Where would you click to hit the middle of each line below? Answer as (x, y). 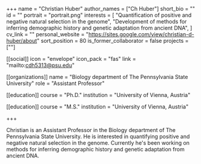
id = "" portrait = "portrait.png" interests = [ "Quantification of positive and (99, 15)
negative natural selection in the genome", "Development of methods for (97, 21)
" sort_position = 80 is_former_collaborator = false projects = (113, 41)
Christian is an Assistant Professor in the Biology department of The (91, 130)
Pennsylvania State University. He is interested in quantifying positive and (98, 136)
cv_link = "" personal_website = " (48, 34)
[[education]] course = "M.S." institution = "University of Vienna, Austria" (97, 107)
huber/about (22, 41)
